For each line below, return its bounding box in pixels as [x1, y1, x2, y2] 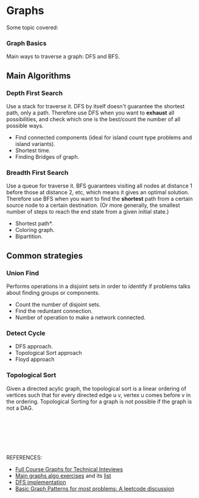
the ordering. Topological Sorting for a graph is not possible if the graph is [6, 398, 192, 405]
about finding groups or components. [6, 289, 100, 296]
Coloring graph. [15, 226, 55, 234]
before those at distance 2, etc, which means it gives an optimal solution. [6, 189, 190, 196]
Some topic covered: [6, 24, 59, 31]
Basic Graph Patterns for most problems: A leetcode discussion [15, 485, 175, 492]
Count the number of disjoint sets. [15, 301, 101, 308]
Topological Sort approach [15, 349, 82, 357]
